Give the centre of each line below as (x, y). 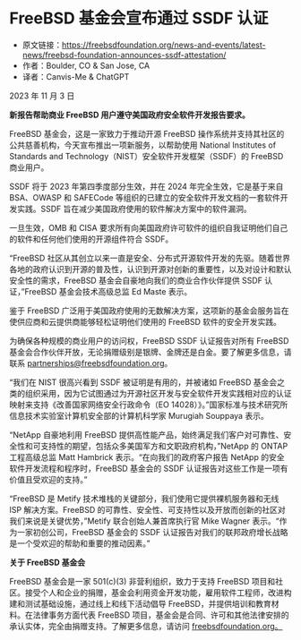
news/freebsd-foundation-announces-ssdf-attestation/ (124, 55)
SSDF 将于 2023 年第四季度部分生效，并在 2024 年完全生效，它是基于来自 (146, 186)
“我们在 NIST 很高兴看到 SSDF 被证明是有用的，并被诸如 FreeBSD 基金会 (143, 382)
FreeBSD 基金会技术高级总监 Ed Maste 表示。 (108, 291)
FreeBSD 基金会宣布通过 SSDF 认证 (139, 18)
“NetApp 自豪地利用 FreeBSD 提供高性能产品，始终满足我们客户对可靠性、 (146, 434)
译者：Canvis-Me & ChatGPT (76, 76)
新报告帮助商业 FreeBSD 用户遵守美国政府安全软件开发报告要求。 (130, 115)
